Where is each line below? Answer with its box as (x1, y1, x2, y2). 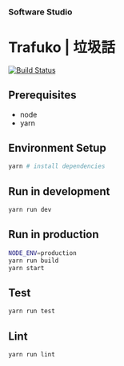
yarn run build (8, 257, 59, 265)
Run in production (8, 228, 99, 241)
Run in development (8, 185, 110, 198)
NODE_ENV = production (8, 249, 78, 257)
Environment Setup (8, 141, 106, 155)
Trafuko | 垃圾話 (8, 38, 116, 57)
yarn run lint (8, 350, 56, 358)
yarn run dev (8, 206, 52, 214)
